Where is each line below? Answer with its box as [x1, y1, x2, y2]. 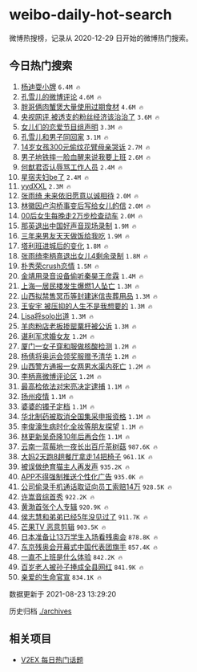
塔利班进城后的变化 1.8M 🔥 [20, 241, 109, 250]
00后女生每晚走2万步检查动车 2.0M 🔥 [20, 210, 143, 220]
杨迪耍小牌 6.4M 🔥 [20, 82, 81, 92]
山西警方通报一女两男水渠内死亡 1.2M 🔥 [20, 361, 151, 371]
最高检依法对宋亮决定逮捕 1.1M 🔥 [20, 381, 131, 391]
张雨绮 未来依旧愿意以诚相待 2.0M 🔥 [20, 190, 139, 200]
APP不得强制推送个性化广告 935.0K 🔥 [20, 471, 144, 481]
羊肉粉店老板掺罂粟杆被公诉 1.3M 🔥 [20, 321, 137, 331]
